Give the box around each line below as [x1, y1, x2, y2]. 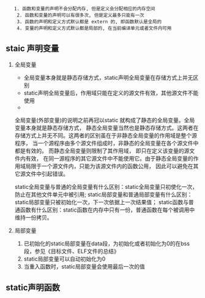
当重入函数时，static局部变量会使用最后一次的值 [23, 262, 145, 270]
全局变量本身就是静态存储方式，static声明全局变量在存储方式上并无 [23, 74, 193, 81]
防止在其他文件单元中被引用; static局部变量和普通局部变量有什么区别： [14, 191, 193, 198]
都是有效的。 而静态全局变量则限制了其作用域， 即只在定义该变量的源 [14, 147, 190, 155]
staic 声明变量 [6, 44, 59, 54]
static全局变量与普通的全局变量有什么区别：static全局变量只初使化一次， [14, 183, 198, 190]
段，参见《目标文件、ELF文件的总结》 [23, 247, 120, 254]
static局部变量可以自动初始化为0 [23, 255, 106, 262]
